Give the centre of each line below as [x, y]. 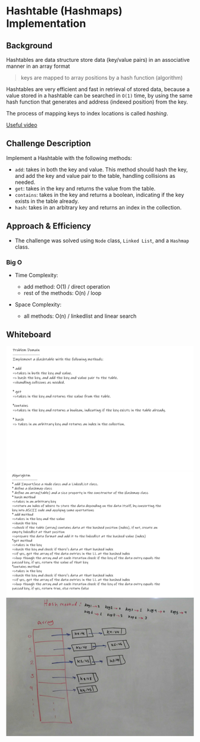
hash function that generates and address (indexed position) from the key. [97, 102]
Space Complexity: [38, 304]
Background [29, 46]
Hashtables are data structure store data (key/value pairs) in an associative [98, 60]
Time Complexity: [36, 275]
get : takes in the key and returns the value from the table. [85, 188]
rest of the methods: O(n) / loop [62, 293]
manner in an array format [38, 66]
